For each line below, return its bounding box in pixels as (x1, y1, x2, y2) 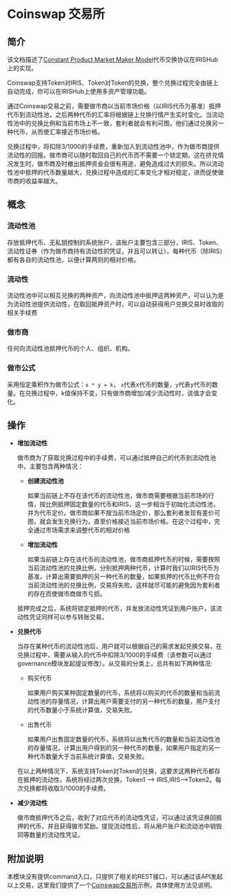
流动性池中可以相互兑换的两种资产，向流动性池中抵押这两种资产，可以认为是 (7, 291, 224, 300)
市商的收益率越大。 (7, 177, 62, 185)
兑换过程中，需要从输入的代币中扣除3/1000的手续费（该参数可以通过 (16, 651, 212, 659)
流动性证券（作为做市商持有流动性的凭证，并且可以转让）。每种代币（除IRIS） (7, 247, 223, 255)
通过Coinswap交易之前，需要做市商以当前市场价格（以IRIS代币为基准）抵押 (7, 102, 221, 110)
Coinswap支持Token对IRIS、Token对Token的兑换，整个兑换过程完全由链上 (7, 79, 219, 87)
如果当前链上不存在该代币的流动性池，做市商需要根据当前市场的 (27, 492, 208, 500)
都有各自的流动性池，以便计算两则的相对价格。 (7, 256, 140, 264)
